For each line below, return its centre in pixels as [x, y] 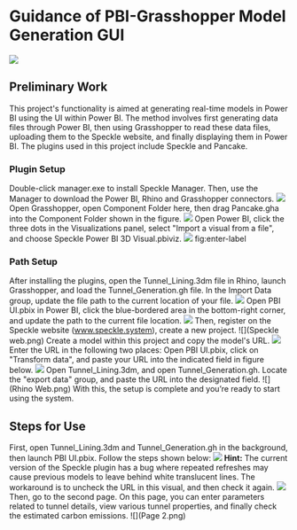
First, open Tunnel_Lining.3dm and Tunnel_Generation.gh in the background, [148, 448]
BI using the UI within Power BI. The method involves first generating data [144, 118]
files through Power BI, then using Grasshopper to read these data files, [140, 127]
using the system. [42, 398]
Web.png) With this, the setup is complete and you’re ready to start [158, 389]
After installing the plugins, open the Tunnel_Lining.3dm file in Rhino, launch [148, 281]
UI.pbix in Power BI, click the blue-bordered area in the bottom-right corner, [148, 310]
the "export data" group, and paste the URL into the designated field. [135, 379]
